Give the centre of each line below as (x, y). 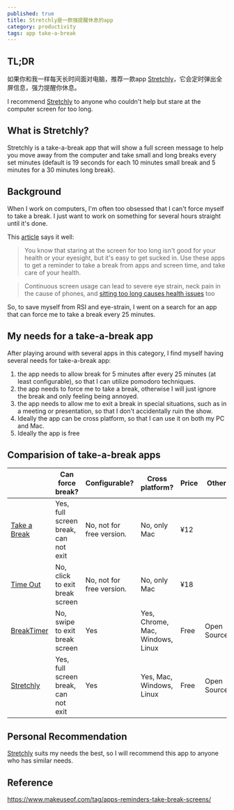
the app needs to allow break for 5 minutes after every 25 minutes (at (117, 374)
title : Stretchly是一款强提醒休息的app (60, 20)
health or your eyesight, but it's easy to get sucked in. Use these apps (124, 258)
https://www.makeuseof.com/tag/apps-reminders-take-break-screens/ (109, 799)
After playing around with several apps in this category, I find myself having (116, 353)
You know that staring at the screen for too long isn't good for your (120, 250)
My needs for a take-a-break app (80, 336)
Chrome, (155, 622)
